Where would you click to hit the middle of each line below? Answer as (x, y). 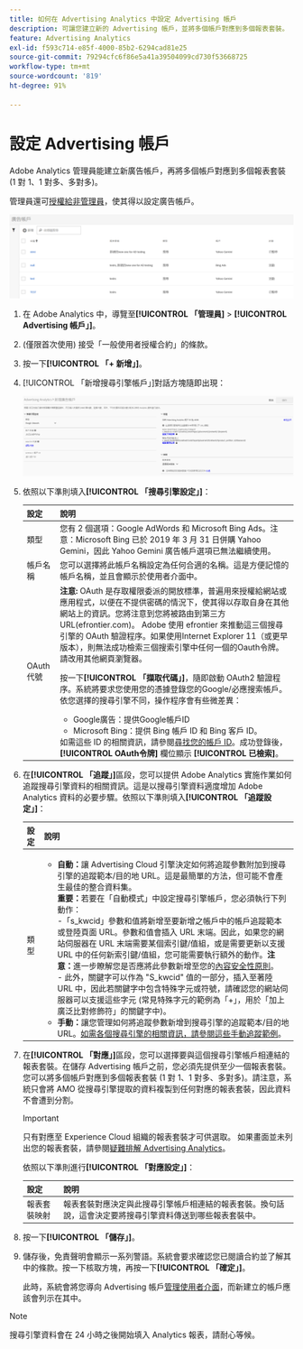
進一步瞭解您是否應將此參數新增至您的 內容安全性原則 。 (176, 966)
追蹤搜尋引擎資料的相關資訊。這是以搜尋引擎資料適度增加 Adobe (142, 786)
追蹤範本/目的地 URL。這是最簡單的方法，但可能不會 (178, 875)
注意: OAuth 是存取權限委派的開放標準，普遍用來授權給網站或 (173, 590)
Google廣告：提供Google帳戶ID (132, 719)
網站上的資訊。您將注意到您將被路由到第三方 (143, 613)
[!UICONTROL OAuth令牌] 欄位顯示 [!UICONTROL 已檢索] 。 (172, 753)
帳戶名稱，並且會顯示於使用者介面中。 (131, 577)
